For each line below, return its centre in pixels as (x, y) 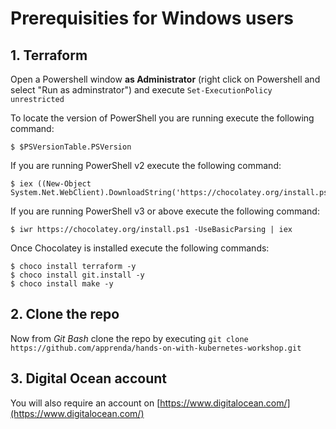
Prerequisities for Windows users (152, 18)
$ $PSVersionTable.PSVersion (71, 147)
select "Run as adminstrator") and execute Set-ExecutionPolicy (141, 90)
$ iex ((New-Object (51, 184)
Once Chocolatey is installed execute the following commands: (140, 248)
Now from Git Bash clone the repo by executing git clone (129, 338)
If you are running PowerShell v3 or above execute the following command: (165, 211)
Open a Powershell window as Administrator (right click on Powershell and (165, 79)
